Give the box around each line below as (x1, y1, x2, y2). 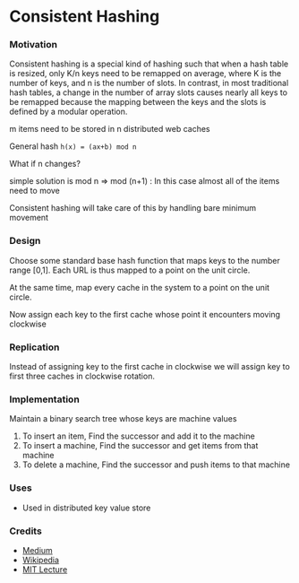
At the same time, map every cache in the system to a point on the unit (9, 282, 270, 292)
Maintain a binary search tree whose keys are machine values (9, 413, 237, 424)
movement (9, 213, 49, 223)
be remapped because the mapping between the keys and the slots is (9, 97, 267, 108)
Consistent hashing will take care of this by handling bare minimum (9, 203, 257, 213)
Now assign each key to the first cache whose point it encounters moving (9, 309, 280, 319)
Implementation (9, 393, 81, 405)
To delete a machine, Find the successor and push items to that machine (21, 459, 291, 470)
